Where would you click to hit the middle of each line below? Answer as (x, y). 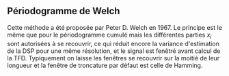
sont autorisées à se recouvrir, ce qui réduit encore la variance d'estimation (113, 43)
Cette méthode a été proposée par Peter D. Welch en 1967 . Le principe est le (114, 27)
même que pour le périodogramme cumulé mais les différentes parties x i (109, 35)
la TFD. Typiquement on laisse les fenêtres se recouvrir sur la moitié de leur (113, 58)
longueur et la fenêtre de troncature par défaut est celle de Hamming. (105, 65)
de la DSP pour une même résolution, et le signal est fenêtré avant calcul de (114, 51)
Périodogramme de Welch (64, 11)
